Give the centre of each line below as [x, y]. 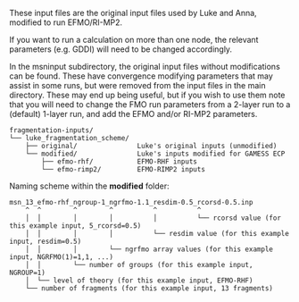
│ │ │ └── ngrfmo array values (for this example [149, 249]
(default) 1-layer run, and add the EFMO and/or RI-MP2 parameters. [133, 114]
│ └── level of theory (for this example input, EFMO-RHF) [139, 281]
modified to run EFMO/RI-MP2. [66, 22]
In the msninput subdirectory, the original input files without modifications [145, 67]
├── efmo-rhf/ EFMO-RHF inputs [120, 162]
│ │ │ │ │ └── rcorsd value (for [153, 218]
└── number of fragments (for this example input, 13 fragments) [149, 289]
